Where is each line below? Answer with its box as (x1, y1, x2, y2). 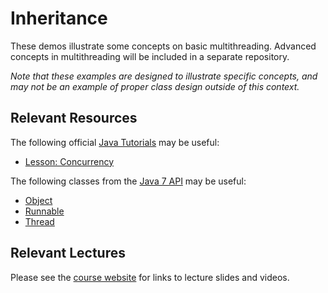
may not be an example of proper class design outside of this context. (10, 80, 300, 92)
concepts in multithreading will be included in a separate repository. (10, 50, 290, 62)
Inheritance (10, 7, 108, 30)
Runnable (24, 205, 65, 217)
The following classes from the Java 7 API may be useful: (10, 175, 247, 187)
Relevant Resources (10, 110, 138, 127)
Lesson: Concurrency (24, 155, 115, 167)
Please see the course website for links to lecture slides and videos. (10, 271, 290, 283)
